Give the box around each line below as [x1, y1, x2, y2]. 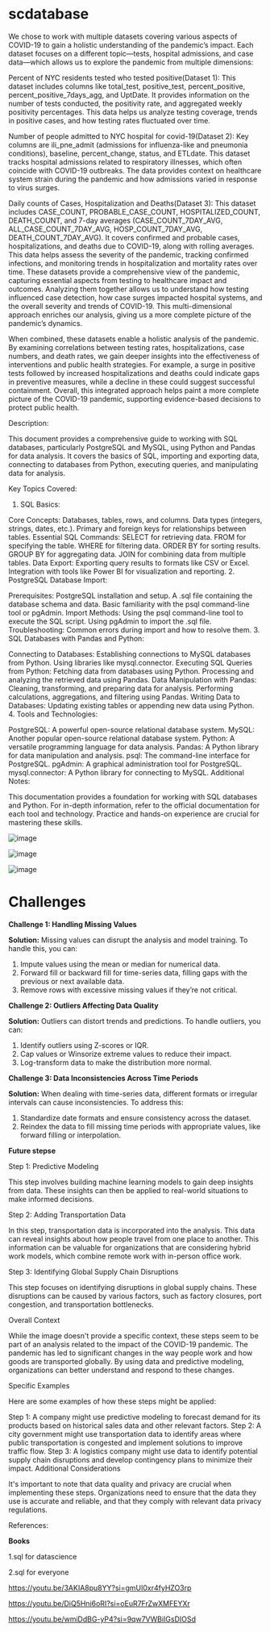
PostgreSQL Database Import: [8, 574, 108, 585]
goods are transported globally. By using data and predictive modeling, [8, 1356, 244, 1366]
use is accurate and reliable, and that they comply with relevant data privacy [8, 1496, 262, 1505]
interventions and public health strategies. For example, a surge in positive [8, 360, 255, 369]
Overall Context [8, 1315, 60, 1325]
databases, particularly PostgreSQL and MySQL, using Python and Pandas [8, 442, 255, 452]
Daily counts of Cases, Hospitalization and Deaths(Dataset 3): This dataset [8, 198, 256, 208]
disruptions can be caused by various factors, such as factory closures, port [8, 1291, 262, 1300]
